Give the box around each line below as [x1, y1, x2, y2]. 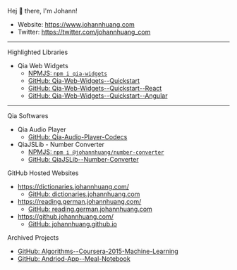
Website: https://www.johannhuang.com [17, 20, 135, 28]
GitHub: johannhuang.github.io [28, 220, 118, 228]
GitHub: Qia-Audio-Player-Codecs [28, 133, 128, 141]
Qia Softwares [7, 112, 49, 120]
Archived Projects [7, 233, 59, 242]
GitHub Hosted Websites [7, 169, 79, 177]
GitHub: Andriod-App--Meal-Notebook [17, 255, 130, 263]
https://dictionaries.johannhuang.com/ [17, 183, 129, 191]
